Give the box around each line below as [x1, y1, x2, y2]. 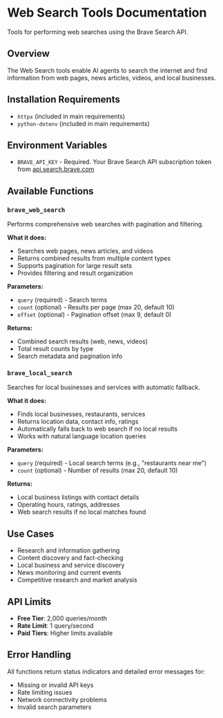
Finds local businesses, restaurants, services [17, 410, 146, 418]
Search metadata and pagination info [17, 352, 123, 361]
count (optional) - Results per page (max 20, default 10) [17, 303, 175, 312]
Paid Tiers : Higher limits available [17, 629, 113, 637]
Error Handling [7, 649, 71, 661]
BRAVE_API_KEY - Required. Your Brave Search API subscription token [17, 158, 212, 166]
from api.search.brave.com [17, 165, 95, 174]
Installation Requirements [7, 93, 121, 105]
